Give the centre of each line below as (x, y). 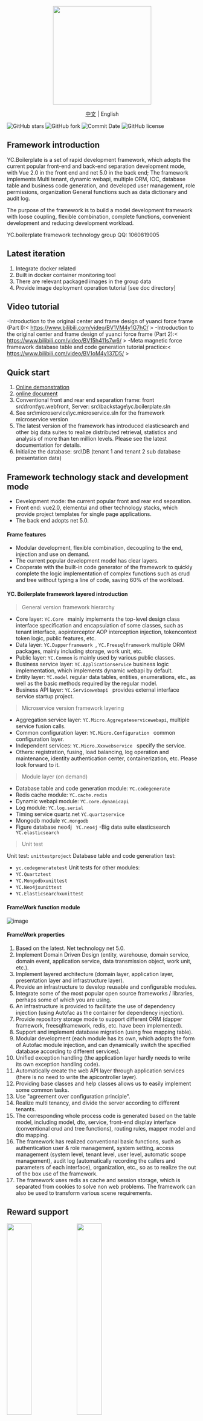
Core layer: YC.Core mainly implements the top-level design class (98, 619)
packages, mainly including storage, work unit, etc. (79, 651)
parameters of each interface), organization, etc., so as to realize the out (106, 1167)
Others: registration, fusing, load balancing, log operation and (92, 752)
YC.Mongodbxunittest (41, 881)
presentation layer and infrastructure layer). (70, 980)
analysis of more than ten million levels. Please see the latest (91, 439)
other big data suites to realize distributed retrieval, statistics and (96, 432)
